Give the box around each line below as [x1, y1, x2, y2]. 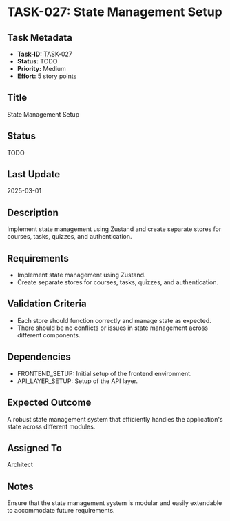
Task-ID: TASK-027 [17, 50, 72, 58]
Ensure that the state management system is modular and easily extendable [7, 499, 222, 507]
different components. [17, 331, 81, 339]
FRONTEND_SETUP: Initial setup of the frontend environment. [17, 369, 192, 377]
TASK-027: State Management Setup [7, 4, 222, 20]
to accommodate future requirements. [7, 507, 115, 515]
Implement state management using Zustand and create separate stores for [7, 225, 222, 233]
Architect [7, 460, 33, 469]
